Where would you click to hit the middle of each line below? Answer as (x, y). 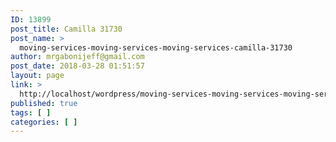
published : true (44, 103)
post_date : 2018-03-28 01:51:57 (77, 66)
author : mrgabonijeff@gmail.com (77, 57)
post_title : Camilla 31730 (66, 29)
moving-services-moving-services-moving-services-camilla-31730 (156, 47)
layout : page (37, 76)
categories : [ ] (44, 122)
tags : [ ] (31, 112)
